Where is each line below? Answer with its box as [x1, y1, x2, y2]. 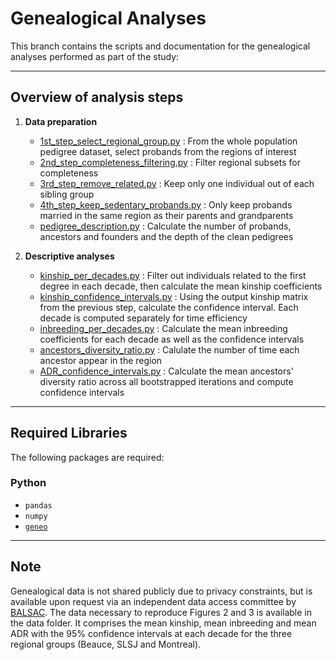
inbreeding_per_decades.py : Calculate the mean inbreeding [39, 322, 288, 334]
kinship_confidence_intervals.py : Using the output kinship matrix [39, 290, 309, 302]
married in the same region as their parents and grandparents [39, 209, 294, 221]
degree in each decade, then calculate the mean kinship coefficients [39, 280, 323, 292]
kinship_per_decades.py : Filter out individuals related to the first [39, 269, 307, 281]
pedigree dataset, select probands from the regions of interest [39, 145, 297, 157]
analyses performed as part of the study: [10, 50, 180, 62]
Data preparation [24, 115, 98, 127]
